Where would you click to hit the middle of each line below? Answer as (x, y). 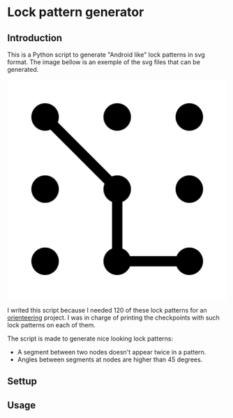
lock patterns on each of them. (52, 325)
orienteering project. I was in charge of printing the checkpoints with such (113, 318)
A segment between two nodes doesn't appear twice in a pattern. (112, 352)
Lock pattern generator (76, 12)
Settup (22, 381)
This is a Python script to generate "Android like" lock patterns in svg (106, 54)
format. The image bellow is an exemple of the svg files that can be (104, 62)
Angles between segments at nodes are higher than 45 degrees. (110, 359)
